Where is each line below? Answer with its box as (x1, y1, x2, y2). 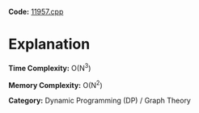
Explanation (8, 36, 91, 53)
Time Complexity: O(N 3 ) (8, 61, 91, 73)
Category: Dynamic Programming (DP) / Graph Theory (8, 96, 192, 106)
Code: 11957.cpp (8, 7, 64, 16)
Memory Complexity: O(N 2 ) (8, 78, 103, 90)
